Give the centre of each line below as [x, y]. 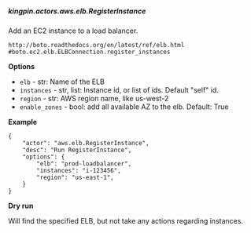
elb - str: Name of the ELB [62, 82]
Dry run [21, 206]
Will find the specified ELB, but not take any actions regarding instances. [126, 220]
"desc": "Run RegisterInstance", [77, 150]
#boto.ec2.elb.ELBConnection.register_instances [89, 52]
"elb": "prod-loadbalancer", [84, 164]
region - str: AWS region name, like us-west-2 [94, 98]
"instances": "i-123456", [79, 170]
